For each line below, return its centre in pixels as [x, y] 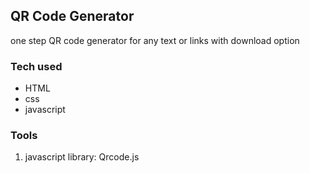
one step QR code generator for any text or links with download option [155, 40]
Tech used [36, 66]
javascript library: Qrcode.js [82, 157]
